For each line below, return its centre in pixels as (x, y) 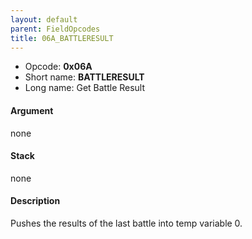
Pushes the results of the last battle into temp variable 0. (126, 223)
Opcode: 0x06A (58, 67)
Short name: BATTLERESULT (84, 77)
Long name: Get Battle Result (85, 88)
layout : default (44, 19)
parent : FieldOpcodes (55, 29)
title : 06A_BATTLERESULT (62, 38)
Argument (32, 110)
